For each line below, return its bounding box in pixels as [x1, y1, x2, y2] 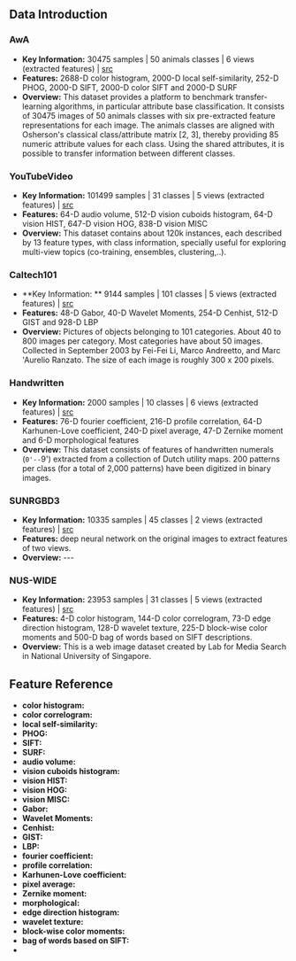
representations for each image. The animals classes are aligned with [21, 120, 276, 130]
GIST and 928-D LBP [21, 317, 99, 328]
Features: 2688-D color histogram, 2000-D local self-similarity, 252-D [21, 73, 279, 83]
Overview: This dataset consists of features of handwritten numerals [21, 444, 274, 454]
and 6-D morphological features [21, 434, 140, 446]
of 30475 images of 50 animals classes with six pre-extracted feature [21, 110, 276, 120]
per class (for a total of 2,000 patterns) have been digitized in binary [21, 462, 271, 473]
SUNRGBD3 [9, 494, 60, 507]
